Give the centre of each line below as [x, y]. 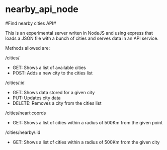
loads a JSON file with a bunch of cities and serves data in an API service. [82, 38]
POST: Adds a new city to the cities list [53, 73]
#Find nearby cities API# [31, 23]
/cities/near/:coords [26, 113]
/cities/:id [15, 83]
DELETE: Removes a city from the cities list [57, 103]
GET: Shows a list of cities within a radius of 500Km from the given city [86, 142]
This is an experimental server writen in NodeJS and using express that [79, 33]
